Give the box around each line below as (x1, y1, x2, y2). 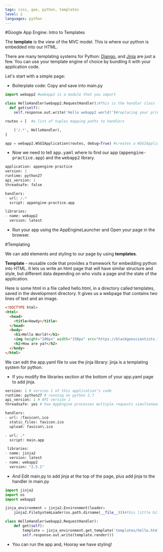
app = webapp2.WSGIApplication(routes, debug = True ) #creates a (5, 141, 136, 146)
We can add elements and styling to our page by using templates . (5, 251, 137, 257)
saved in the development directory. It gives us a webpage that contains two (5, 291, 158, 296)
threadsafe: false (5, 182, 42, 187)
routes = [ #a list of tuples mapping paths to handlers (5, 119, 125, 124)
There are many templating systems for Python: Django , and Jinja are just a (5, 54, 156, 59)
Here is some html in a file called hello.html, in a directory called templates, (5, 285, 155, 291)
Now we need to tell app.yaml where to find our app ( (12, 149, 121, 156)
